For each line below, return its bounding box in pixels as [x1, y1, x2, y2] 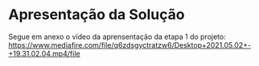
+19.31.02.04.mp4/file [8, 49, 80, 58]
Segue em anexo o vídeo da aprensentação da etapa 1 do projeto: [8, 32, 227, 41]
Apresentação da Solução [8, 6, 185, 24]
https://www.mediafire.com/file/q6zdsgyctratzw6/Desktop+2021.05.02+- [8, 40, 252, 49]
